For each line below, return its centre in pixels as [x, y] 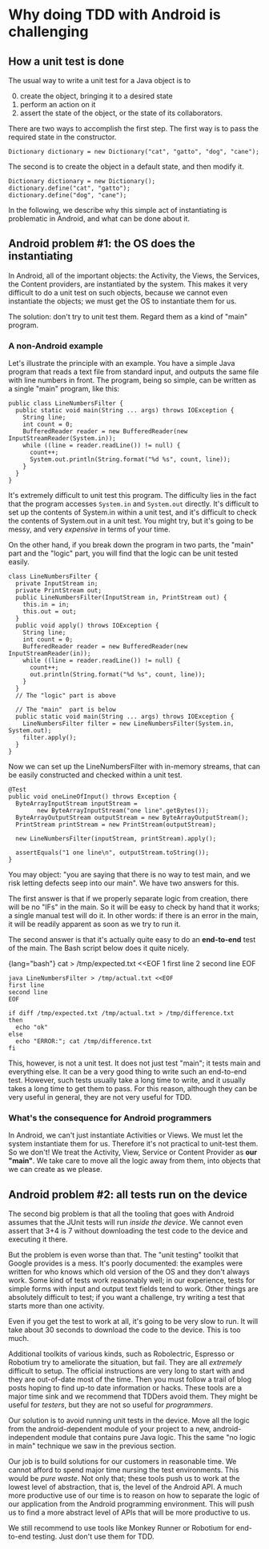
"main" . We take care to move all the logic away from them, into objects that [134, 1161]
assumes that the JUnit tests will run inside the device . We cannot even [126, 1222]
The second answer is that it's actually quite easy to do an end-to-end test [132, 940]
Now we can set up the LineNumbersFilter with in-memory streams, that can [134, 767]
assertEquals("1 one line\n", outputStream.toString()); [112, 853]
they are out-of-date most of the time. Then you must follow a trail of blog [130, 1379]
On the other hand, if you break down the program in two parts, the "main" [131, 545]
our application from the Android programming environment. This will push [131, 1504]
